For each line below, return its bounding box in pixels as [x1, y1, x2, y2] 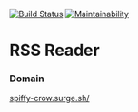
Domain [9, 72, 44, 85]
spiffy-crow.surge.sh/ [9, 93, 90, 104]
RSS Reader [9, 41, 100, 61]
